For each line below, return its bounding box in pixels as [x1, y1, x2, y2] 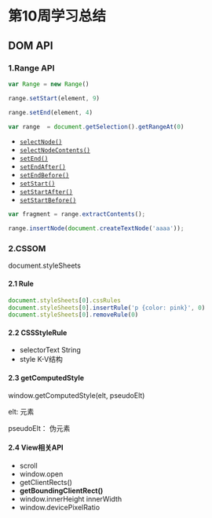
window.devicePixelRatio [19, 502, 101, 512]
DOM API [8, 38, 53, 52]
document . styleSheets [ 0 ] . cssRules [8, 296, 122, 305]
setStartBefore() [19, 197, 77, 205]
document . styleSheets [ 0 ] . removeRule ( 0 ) [8, 311, 139, 319]
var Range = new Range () [8, 80, 90, 88]
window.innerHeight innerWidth [19, 494, 122, 503]
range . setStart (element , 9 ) [8, 94, 101, 102]
